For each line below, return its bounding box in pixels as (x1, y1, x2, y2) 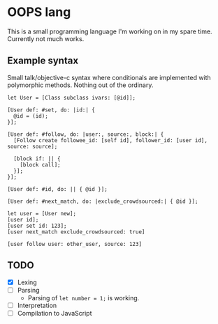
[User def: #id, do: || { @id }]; (7, 185, 108, 192)
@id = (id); (13, 112, 49, 119)
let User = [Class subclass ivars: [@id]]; (7, 94, 136, 101)
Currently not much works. (7, 34, 85, 43)
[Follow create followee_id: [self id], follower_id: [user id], (13, 137, 208, 144)
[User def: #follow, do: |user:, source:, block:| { (7, 130, 164, 138)
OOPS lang (7, 4, 71, 20)
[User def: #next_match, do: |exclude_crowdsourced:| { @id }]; (7, 198, 198, 205)
